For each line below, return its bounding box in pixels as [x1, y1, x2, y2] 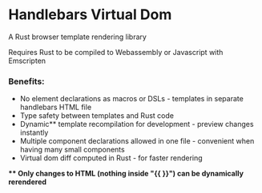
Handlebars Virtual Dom [8, 6, 172, 24]
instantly [19, 128, 49, 137]
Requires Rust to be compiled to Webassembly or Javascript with [8, 47, 224, 57]
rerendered [8, 177, 46, 187]
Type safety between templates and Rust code [19, 111, 175, 120]
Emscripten [8, 56, 46, 65]
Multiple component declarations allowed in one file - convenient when [19, 136, 255, 146]
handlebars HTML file [19, 102, 92, 112]
